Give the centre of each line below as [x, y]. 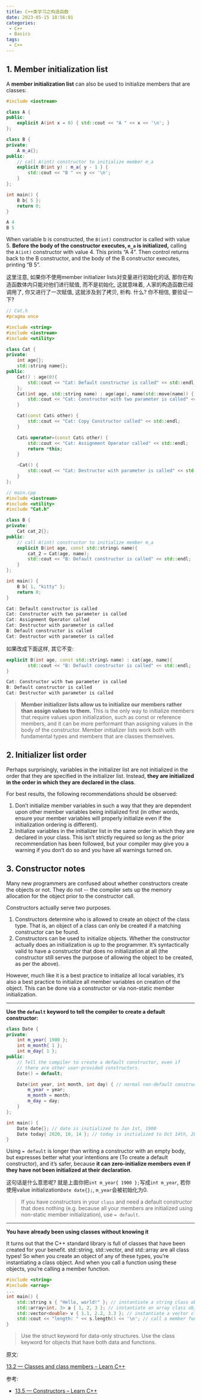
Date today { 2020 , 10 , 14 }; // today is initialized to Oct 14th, [103, 1134]
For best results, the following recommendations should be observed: [92, 793]
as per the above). [37, 963]
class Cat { [21, 349]
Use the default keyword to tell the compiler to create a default [86, 1011]
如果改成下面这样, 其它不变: [40, 649]
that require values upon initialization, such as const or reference [101, 717]
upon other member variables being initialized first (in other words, [97, 811]
